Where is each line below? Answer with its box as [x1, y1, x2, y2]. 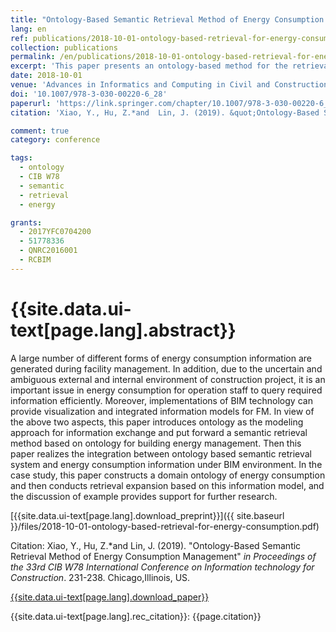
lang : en [10, 24, 47, 34]
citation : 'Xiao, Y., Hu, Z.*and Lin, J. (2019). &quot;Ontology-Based [10, 107, 320, 118]
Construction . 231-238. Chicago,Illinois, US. [10, 571, 191, 583]
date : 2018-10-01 [10, 71, 83, 81]
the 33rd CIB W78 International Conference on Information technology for [10, 561, 315, 573]
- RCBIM [19, 255, 52, 265]
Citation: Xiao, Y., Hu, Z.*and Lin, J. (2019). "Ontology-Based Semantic [10, 539, 302, 551]
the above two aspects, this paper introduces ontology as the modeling [10, 416, 304, 428]
